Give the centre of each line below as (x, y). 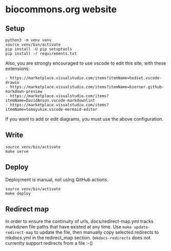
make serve (17, 151)
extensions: (17, 69)
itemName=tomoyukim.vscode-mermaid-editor (51, 109)
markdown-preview (24, 91)
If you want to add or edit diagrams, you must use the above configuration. (84, 119)
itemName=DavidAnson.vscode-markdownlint (50, 101)
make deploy (18, 194)
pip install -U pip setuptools (39, 49)
